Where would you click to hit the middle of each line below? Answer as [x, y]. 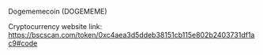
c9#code [23, 43]
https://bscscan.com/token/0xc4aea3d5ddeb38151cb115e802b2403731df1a [131, 35]
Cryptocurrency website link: [55, 26]
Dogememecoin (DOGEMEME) [58, 11]
